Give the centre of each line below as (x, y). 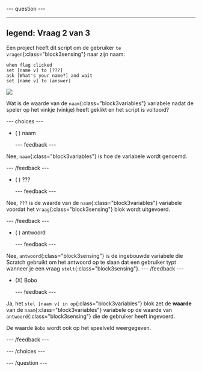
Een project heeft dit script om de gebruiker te (64, 47)
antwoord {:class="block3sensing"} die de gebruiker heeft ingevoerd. (91, 316)
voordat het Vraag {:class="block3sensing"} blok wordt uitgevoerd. (88, 209)
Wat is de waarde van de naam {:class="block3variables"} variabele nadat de (100, 103)
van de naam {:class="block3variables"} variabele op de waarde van (89, 309)
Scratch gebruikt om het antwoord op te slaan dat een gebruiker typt (91, 262)
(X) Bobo (26, 280)
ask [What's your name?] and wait (50, 75)
